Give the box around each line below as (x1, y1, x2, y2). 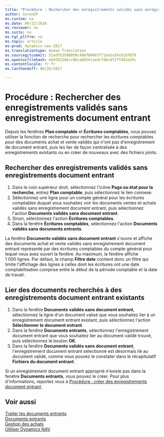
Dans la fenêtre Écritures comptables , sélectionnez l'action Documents (12, 221, 158, 227)
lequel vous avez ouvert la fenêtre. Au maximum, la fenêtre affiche (5, 251, 139, 257)
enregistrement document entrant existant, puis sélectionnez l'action (12, 317, 151, 323)
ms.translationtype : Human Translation (5, 48, 86, 53)
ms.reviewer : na (5, 25, 38, 30)
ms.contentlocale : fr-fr (5, 62, 56, 67)
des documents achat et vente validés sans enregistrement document (5, 240, 145, 246)
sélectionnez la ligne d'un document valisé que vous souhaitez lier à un (12, 312, 156, 318)
